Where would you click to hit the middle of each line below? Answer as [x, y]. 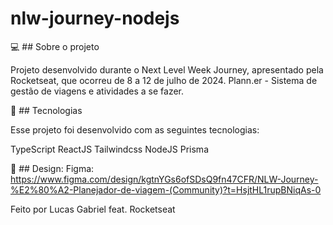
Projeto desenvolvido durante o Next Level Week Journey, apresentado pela [167, 69]
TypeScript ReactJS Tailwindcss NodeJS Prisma [109, 149]
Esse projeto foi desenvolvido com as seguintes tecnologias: [135, 129]
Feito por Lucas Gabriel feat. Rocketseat [93, 209]
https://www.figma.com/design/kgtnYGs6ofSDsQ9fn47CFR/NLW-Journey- [164, 179]
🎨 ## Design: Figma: [52, 168]
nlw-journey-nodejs [95, 18]
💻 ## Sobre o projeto [55, 46]
